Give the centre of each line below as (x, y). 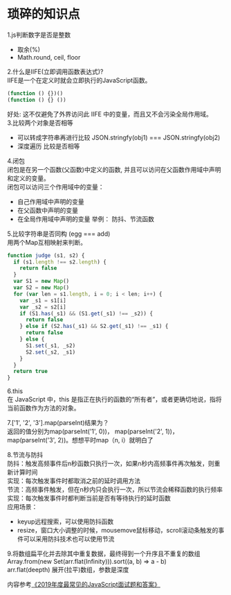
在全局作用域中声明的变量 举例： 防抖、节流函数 (85, 218)
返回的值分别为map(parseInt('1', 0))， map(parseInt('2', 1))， (93, 431)
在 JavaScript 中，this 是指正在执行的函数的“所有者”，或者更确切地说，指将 (115, 399)
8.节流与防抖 (25, 455)
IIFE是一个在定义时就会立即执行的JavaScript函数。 (79, 80)
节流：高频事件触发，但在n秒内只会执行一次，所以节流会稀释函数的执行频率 (115, 490)
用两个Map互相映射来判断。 (47, 242)
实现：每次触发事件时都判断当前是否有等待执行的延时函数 (89, 498)
